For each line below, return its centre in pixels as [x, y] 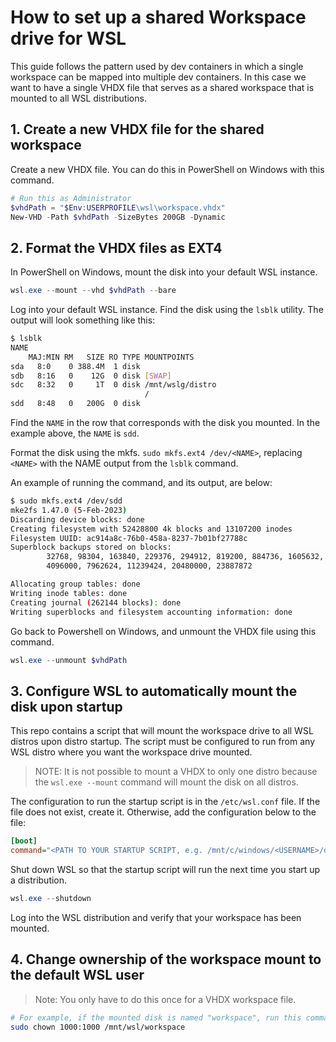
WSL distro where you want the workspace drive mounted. [131, 752]
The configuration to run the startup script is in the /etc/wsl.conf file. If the [165, 802]
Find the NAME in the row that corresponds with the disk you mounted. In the [165, 423]
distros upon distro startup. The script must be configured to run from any [163, 742]
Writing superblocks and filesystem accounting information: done [151, 612]
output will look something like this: [83, 320]
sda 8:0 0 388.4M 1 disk [75, 366]
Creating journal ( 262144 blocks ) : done [96, 602]
